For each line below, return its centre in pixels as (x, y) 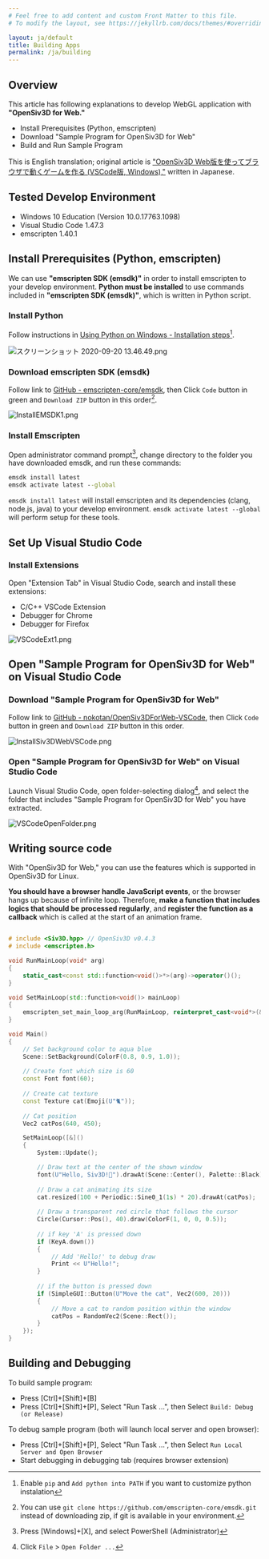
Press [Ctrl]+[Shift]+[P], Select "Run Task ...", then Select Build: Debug (137, 1406)
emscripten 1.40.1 (48, 234)
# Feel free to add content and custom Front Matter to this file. (123, 16)
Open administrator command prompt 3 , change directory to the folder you (130, 454)
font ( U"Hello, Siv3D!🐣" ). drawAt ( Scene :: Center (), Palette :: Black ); (152, 1174)
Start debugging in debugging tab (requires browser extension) (124, 1460)
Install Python (36, 315)
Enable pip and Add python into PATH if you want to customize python (135, 1483)
